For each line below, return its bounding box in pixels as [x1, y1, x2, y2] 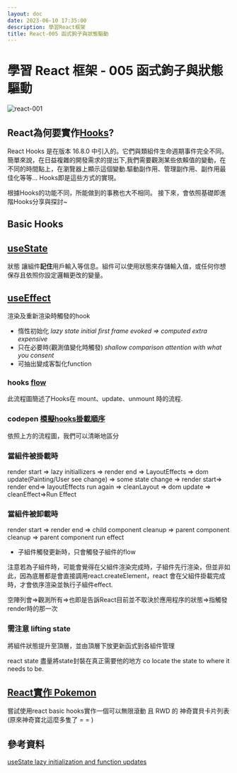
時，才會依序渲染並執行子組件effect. [7, 580, 113, 589]
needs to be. [7, 664, 45, 673]
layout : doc [7, 10, 42, 18]
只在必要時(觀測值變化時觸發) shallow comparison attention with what [17, 343, 222, 351]
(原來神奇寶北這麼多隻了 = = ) [7, 716, 94, 724]
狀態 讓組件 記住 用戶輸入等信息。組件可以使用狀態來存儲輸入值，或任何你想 [7, 262, 226, 271]
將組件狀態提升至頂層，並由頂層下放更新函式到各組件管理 [7, 641, 175, 650]
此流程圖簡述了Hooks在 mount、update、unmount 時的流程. [7, 395, 183, 403]
